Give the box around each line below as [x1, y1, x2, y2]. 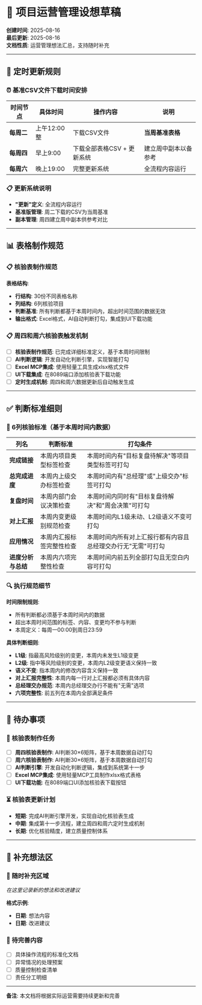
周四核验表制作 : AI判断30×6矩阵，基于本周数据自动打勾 [14, 749, 153, 756]
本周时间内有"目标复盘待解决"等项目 [87, 451, 189, 460]
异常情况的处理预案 [14, 958, 63, 966]
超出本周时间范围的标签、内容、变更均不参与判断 [14, 619, 136, 626]
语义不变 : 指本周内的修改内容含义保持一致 [14, 667, 118, 674]
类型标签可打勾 [87, 460, 129, 469]
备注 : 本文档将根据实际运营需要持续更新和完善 [6, 992, 120, 999]
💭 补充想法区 [6, 852, 53, 862]
